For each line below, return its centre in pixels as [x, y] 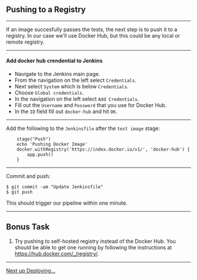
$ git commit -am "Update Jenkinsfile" [55, 187]
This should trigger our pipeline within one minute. [67, 203]
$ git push [19, 192]
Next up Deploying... [31, 271]
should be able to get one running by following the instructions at [93, 247]
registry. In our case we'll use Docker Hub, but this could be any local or [93, 35]
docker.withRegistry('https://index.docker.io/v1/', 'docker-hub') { [103, 149]
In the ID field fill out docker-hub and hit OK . [66, 112]
